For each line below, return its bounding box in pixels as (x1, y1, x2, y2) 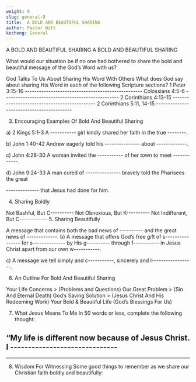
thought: (14, 316, 35, 323)
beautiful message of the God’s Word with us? (6, 64, 117, 71)
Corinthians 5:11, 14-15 (101, 100, 155, 107)
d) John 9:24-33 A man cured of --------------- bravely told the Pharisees (6, 169, 185, 176)
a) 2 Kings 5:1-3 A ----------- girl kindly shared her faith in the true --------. (6, 129, 188, 136)
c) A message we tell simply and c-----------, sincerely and (6, 257, 149, 264)
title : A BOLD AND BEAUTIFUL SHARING (6, 19, 100, 25)
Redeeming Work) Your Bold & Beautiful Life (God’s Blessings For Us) (6, 298, 172, 305)
